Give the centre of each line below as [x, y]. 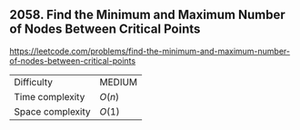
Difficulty [33, 82]
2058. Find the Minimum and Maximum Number [148, 15]
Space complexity [52, 111]
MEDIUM [119, 82]
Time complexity [50, 96]
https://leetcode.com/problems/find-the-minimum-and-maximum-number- [150, 51]
